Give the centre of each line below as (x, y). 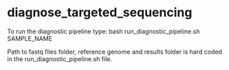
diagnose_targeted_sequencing (100, 13)
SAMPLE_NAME (30, 38)
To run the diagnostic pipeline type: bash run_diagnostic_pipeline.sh (103, 31)
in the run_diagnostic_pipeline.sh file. (59, 58)
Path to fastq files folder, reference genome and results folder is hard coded (115, 52)
